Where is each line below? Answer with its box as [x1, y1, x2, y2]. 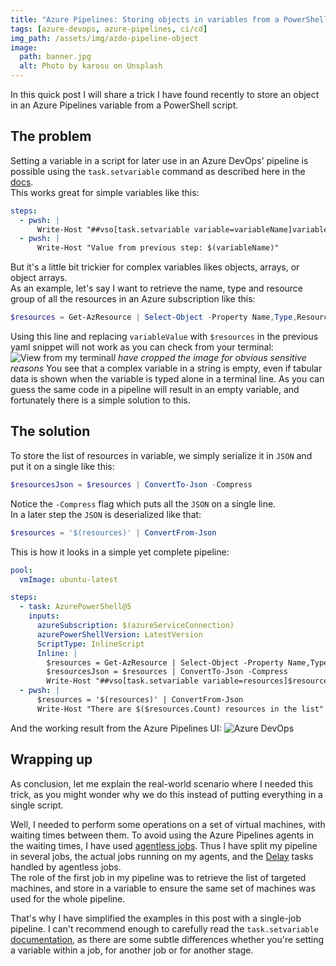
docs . [10, 176, 34, 188]
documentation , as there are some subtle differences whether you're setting [10, 933, 325, 945]
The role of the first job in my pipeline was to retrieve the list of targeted [10, 871, 307, 883]
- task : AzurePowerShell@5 [19, 602, 132, 612]
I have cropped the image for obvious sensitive [113, 352, 307, 364]
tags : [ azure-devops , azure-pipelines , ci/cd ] [10, 24, 208, 34]
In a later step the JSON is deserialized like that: [10, 508, 202, 520]
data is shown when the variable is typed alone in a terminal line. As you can [10, 373, 325, 385]
